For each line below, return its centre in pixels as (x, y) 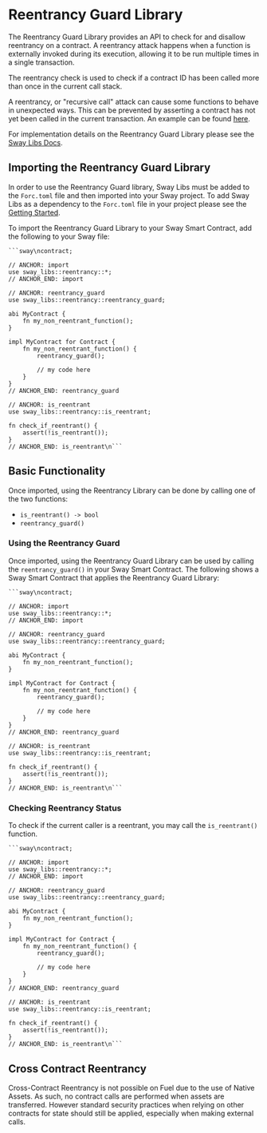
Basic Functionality (57, 471)
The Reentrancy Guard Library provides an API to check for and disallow (127, 37)
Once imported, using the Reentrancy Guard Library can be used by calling (131, 561)
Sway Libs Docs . (36, 142)
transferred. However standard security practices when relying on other (126, 1104)
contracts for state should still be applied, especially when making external (131, 1113)
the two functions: (38, 499)
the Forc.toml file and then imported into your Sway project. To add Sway (129, 195)
